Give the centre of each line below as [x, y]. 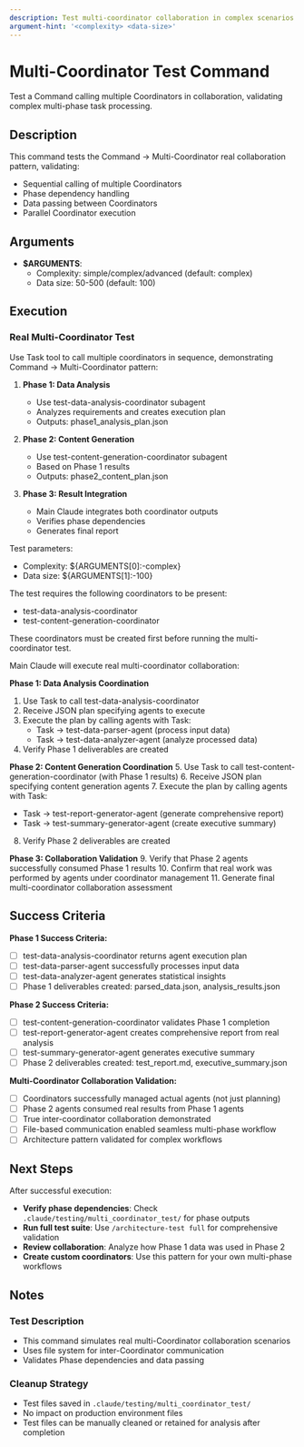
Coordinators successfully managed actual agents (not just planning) [152, 1098]
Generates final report [77, 531]
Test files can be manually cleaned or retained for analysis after [141, 1423]
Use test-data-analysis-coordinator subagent [121, 402]
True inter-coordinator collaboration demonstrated [117, 1119]
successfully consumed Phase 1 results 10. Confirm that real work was [141, 868]
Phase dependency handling [76, 194]
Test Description [47, 1321]
